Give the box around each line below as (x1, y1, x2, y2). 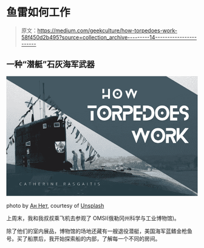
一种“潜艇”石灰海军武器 (6, 59, 95, 70)
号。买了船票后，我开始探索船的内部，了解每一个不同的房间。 (6, 235, 161, 242)
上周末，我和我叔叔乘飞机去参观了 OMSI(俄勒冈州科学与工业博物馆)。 (6, 214, 180, 222)
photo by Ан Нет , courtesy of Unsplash (6, 202, 104, 209)
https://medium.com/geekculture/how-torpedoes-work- (37, 27, 178, 34)
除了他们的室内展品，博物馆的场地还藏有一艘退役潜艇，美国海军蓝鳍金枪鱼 (6, 227, 192, 235)
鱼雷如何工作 (6, 5, 71, 19)
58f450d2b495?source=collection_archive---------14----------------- (21, 33, 197, 41)
